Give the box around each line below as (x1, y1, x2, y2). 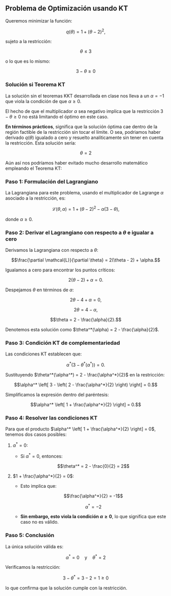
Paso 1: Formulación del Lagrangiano (5, 178, 99, 185)
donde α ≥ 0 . (5, 216, 33, 222)
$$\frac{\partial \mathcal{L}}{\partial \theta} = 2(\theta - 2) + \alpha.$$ (11, 257, 161, 263)
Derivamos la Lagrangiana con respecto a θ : (5, 247, 99, 253)
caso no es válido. (20, 519, 59, 525)
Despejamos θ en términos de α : (5, 287, 74, 293)
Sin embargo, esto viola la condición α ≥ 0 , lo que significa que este (20, 513, 166, 520)
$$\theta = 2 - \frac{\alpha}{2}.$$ (50, 316, 121, 323)
